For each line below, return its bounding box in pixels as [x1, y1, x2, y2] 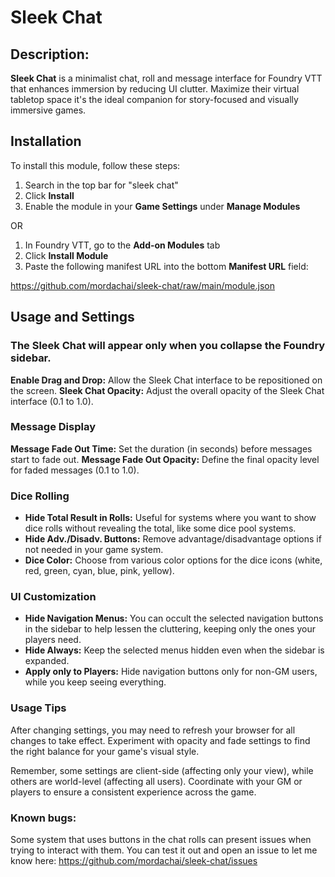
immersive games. [10, 104, 87, 116]
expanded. [24, 655, 70, 667]
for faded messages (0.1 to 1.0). [10, 464, 140, 476]
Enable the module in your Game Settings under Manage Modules [24, 200, 301, 212]
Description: [10, 46, 90, 63]
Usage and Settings [10, 309, 135, 326]
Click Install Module [24, 249, 109, 261]
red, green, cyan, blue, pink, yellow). [24, 565, 175, 577]
